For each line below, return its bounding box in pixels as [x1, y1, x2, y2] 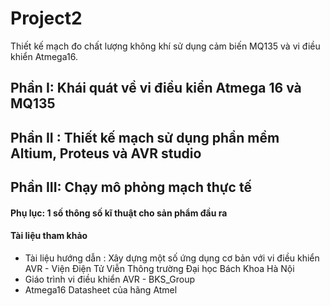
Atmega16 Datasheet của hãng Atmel [24, 283, 178, 296]
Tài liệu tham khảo [10, 230, 88, 242]
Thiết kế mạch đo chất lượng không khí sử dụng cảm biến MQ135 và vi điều [10, 40, 321, 52]
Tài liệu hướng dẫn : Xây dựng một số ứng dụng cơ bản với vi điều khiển [24, 252, 320, 264]
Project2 [10, 7, 83, 30]
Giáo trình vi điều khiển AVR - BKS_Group [24, 273, 196, 285]
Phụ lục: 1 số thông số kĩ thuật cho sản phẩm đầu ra [10, 207, 228, 219]
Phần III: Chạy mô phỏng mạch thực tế [10, 179, 252, 196]
